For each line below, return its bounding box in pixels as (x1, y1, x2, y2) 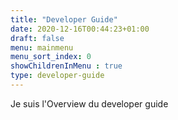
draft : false (10, 33, 65, 43)
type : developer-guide (10, 71, 105, 81)
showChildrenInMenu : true (10, 61, 123, 71)
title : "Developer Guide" (10, 14, 118, 25)
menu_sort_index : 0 (10, 52, 92, 62)
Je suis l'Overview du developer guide (10, 97, 169, 110)
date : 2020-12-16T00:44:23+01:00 (10, 24, 150, 34)
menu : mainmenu (10, 42, 74, 53)
